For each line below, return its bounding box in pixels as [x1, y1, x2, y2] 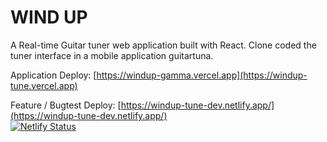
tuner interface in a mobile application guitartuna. [10, 49, 214, 61]
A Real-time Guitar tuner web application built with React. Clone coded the [10, 39, 317, 51]
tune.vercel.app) [10, 79, 78, 91]
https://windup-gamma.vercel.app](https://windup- [96, 69, 308, 81]
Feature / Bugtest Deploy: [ [10, 99, 122, 111]
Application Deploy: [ [10, 69, 97, 81]
